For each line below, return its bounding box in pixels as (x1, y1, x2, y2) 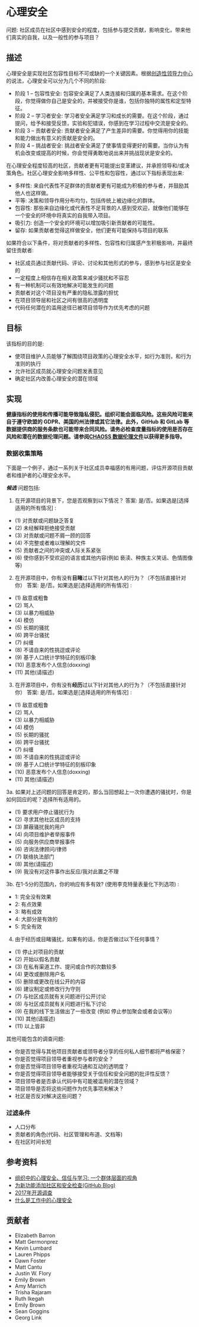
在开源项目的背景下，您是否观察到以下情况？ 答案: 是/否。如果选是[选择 (14, 497, 190, 504)
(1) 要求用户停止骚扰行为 (14, 808, 75, 815)
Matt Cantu (14, 1263, 43, 1270)
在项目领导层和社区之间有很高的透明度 (14, 296, 108, 303)
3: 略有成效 (14, 908, 43, 915)
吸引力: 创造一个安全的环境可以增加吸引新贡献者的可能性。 (14, 219, 158, 226)
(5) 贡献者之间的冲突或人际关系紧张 (14, 547, 102, 554)
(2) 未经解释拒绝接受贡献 (14, 524, 76, 531)
